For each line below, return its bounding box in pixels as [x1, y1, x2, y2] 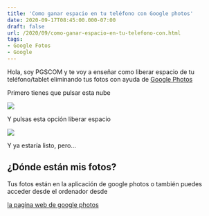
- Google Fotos [7, 42, 51, 49]
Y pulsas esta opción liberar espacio [7, 115, 111, 123]
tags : [7, 36, 23, 43]
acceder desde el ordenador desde [7, 187, 108, 195]
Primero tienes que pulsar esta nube [7, 88, 111, 97]
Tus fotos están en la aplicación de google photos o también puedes [7, 179, 203, 188]
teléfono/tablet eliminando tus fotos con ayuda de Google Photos [7, 75, 193, 83]
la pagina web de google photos [7, 200, 99, 208]
